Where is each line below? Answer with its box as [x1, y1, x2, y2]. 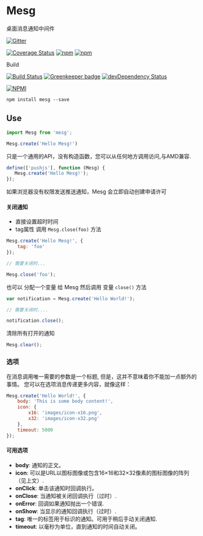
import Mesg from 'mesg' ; [6, 130, 72, 136]
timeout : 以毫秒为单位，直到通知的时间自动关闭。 [15, 522, 141, 530]
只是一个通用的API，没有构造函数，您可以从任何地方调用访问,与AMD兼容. [6, 152, 191, 160]
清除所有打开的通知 [6, 330, 55, 337]
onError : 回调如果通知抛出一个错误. [15, 500, 105, 507]
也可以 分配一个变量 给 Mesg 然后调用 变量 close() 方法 [6, 283, 147, 290]
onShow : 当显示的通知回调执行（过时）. [15, 507, 117, 515]
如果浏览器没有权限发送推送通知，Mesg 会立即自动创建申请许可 [6, 188, 167, 195]
